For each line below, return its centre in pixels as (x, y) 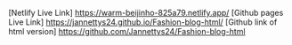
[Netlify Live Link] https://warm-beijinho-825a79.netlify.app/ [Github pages (146, 13)
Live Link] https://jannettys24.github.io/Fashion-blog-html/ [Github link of (143, 22)
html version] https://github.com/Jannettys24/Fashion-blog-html (127, 31)
